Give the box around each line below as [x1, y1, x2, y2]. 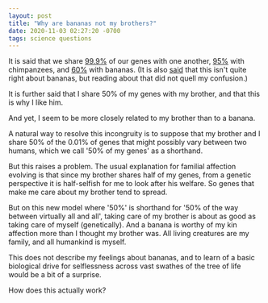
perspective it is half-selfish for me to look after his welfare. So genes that [8, 179, 254, 189]
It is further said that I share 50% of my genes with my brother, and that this [8, 89, 261, 99]
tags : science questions [8, 34, 92, 43]
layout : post [8, 11, 52, 20]
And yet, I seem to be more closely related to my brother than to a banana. [8, 114, 256, 123]
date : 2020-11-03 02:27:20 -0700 [8, 27, 121, 35]
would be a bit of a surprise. [8, 270, 103, 280]
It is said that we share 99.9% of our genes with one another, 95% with [8, 56, 245, 66]
